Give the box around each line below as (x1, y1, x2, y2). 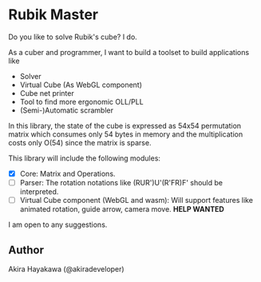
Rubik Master (8, 6, 99, 24)
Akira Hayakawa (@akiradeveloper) (8, 264, 125, 273)
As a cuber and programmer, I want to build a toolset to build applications (8, 47, 250, 57)
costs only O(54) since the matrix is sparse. (8, 137, 152, 147)
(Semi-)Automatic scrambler (19, 105, 114, 115)
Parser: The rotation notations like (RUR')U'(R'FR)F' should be (19, 178, 223, 187)
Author (8, 243, 44, 256)
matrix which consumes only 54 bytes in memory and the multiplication (8, 129, 243, 139)
